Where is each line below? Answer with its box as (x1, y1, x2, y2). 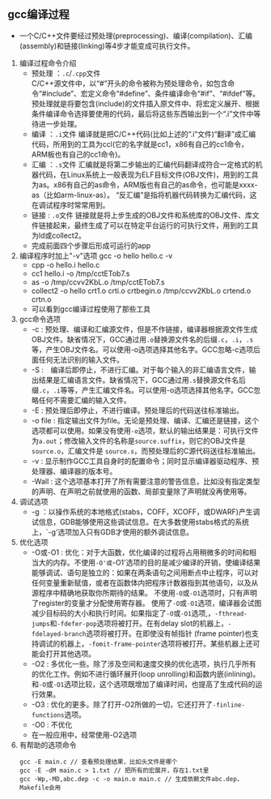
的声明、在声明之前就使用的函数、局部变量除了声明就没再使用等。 (31, 486, 252, 496)
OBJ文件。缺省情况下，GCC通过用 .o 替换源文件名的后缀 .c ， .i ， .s (31, 334, 254, 344)
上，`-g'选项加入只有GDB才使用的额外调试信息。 (31, 526, 194, 537)
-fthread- (214, 609, 248, 618)
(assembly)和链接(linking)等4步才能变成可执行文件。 (19, 41, 195, 50)
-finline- (212, 701, 246, 709)
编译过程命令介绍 (19, 58, 77, 67)
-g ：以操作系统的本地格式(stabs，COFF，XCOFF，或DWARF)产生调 (31, 506, 260, 517)
